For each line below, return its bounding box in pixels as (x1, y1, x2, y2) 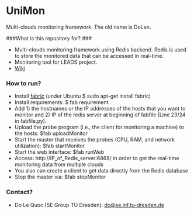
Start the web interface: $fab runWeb (14, 149, 105, 156)
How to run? (6, 79, 41, 87)
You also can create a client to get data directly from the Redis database (14, 167, 189, 174)
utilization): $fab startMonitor (14, 142, 85, 150)
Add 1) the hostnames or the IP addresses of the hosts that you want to (14, 105, 186, 112)
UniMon (6, 4, 46, 18)
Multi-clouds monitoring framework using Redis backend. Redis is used (14, 46, 187, 53)
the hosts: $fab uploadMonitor (14, 130, 88, 137)
